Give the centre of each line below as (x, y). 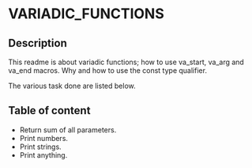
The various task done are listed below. (72, 86)
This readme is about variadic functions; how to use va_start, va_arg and (126, 62)
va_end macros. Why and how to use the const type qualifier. (108, 71)
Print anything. (43, 155)
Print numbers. (44, 138)
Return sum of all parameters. (68, 130)
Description (38, 43)
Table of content (49, 111)
